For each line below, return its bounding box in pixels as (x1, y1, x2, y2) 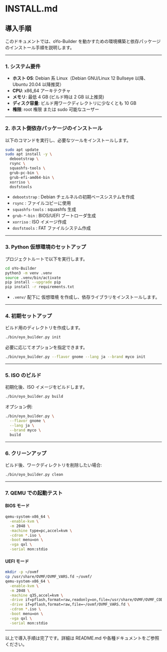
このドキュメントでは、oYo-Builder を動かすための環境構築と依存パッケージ (5, 38, 161, 44)
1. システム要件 (5, 63, 41, 70)
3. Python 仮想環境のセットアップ (5, 243, 86, 250)
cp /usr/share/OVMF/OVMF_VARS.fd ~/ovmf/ (5, 574, 92, 580)
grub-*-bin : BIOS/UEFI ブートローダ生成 (12, 213, 96, 219)
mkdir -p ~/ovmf (5, 570, 39, 575)
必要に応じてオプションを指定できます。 (5, 344, 88, 350)
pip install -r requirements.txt (5, 284, 75, 290)
